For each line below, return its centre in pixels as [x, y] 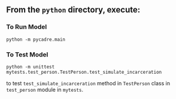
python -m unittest [31, 67]
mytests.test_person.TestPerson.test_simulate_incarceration [84, 72]
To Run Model [27, 27]
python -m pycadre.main [36, 39]
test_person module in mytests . [45, 89]
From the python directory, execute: [73, 10]
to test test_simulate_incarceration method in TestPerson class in [88, 83]
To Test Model [27, 55]
